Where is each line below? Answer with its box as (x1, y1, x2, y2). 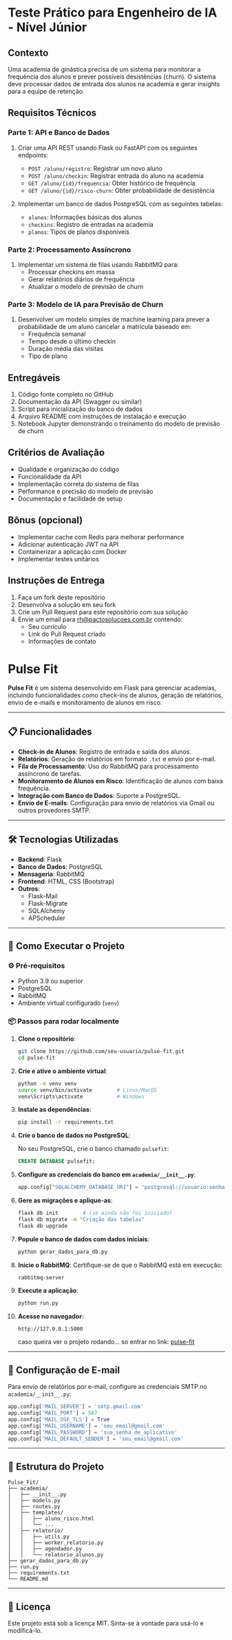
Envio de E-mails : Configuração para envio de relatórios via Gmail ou (17, 799, 215, 808)
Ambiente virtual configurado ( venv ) (17, 999, 120, 1007)
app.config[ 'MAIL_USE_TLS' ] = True (8, 1416, 110, 1423)
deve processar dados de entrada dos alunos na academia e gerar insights (8, 80, 220, 88)
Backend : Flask (17, 855, 63, 863)
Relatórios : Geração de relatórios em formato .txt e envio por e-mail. (17, 755, 216, 763)
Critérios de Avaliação (8, 447, 105, 459)
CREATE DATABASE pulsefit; (17, 1158, 96, 1165)
